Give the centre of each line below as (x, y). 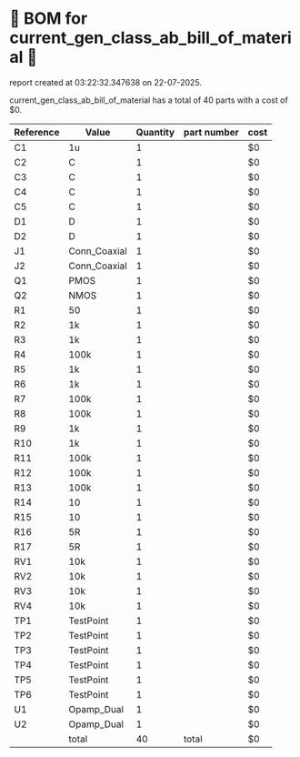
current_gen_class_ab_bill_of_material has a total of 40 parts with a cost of (149, 100)
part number (211, 132)
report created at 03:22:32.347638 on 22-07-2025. (106, 82)
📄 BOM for (49, 19)
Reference (37, 132)
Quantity (155, 132)
